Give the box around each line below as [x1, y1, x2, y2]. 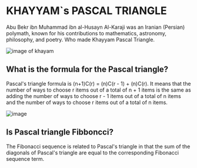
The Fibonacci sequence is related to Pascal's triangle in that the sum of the [6, 143, 191, 150]
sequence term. [6, 155, 45, 162]
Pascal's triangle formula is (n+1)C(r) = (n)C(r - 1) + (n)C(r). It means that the [6, 80, 191, 87]
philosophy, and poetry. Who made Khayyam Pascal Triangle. [6, 36, 155, 43]
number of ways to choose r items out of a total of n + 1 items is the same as [6, 86, 191, 93]
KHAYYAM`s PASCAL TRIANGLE [6, 4, 168, 18]
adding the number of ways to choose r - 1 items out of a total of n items [6, 92, 181, 99]
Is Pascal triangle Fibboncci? [6, 127, 113, 137]
